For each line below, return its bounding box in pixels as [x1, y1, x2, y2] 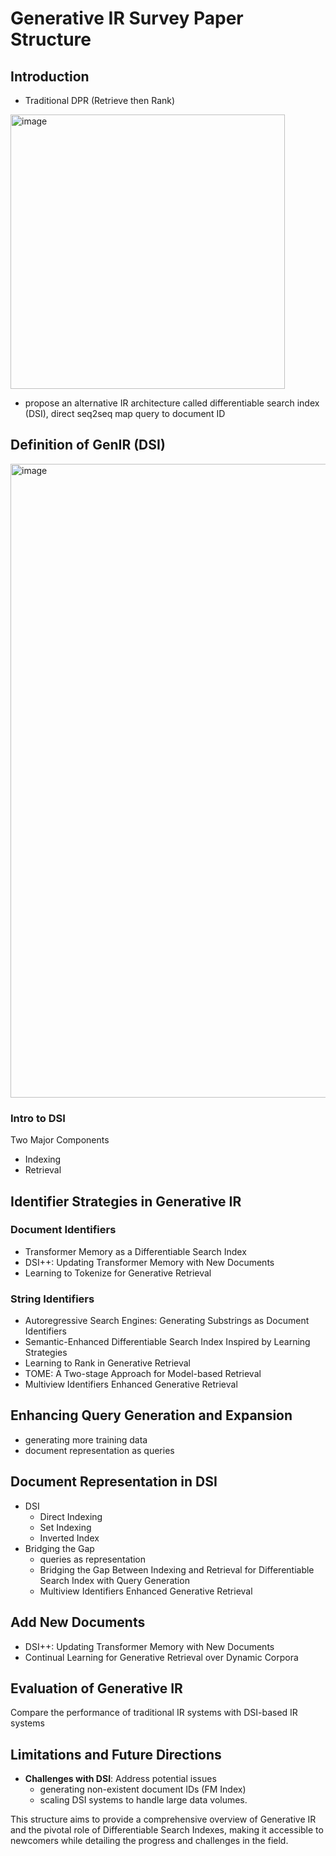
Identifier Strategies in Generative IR [10, 1193, 242, 1210]
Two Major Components [10, 1134, 110, 1146]
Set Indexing [39, 1521, 92, 1533]
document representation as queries [24, 1444, 175, 1456]
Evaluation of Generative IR [10, 1680, 183, 1697]
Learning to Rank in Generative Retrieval [24, 1357, 192, 1369]
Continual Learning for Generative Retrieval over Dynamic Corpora [24, 1651, 299, 1663]
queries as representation [39, 1553, 147, 1565]
